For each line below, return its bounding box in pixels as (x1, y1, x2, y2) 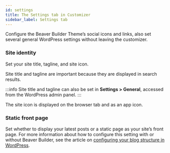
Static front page (5, 114, 49, 121)
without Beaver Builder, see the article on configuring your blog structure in (5, 137, 165, 143)
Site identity (5, 49, 36, 56)
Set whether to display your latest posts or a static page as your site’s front (5, 126, 164, 132)
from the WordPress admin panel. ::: (5, 92, 82, 98)
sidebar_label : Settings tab (5, 17, 68, 22)
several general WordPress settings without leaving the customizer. (5, 36, 148, 42)
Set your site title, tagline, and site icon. (5, 61, 89, 67)
